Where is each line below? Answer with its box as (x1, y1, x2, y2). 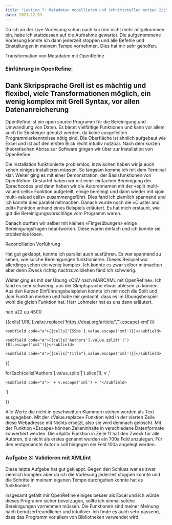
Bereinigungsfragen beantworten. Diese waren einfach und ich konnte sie (5, 226, 161, 232)
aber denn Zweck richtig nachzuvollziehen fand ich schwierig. (5, 267, 137, 274)
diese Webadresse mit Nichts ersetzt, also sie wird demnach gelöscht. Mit (5, 419, 162, 426)
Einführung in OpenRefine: (5, 65, 73, 72)
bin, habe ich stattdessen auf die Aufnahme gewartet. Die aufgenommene (5, 32, 161, 38)
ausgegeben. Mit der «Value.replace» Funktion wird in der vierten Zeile (5, 414, 155, 421)
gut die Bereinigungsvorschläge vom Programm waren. (5, 211, 122, 217)
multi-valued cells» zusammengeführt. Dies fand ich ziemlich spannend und (5, 194, 166, 200)
